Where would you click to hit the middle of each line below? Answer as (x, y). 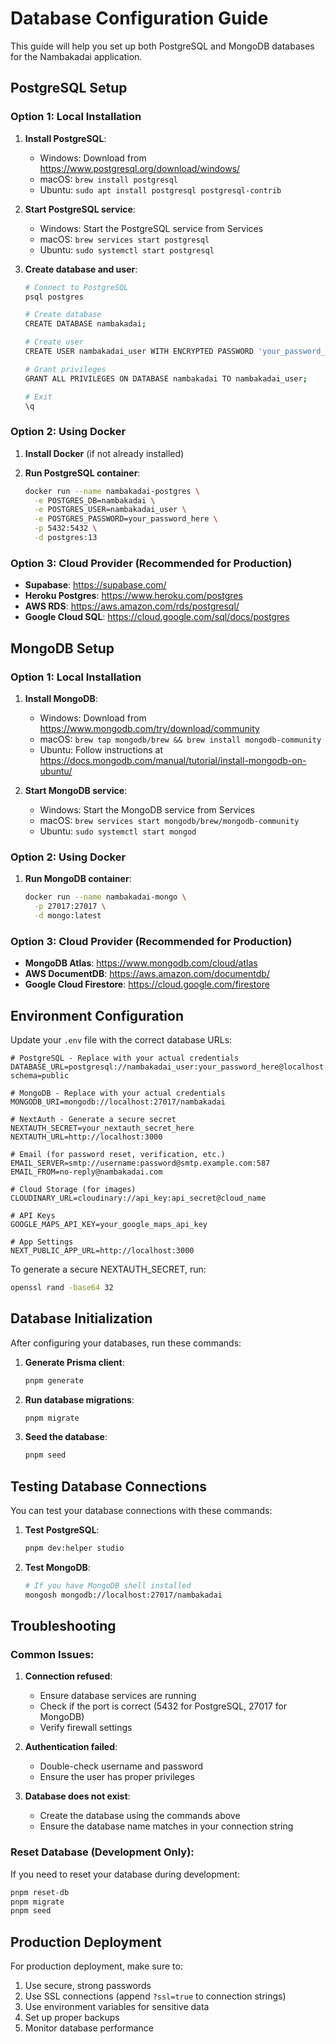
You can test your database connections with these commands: (141, 1511)
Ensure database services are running (118, 1696)
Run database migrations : (79, 1399)
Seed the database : (66, 1437)
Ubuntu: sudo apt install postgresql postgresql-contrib (160, 189)
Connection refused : (68, 1676)
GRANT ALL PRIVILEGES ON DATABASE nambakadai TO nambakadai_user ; (166, 378)
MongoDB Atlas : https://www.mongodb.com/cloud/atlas (141, 963)
